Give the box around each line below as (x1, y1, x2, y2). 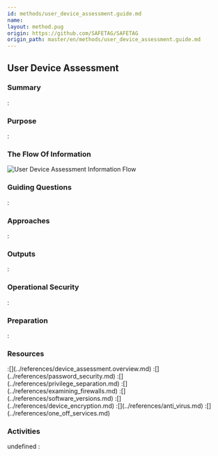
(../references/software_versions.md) (7, 395, 114, 403)
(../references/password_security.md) (7, 372, 116, 381)
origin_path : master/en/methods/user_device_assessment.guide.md (7, 36, 201, 43)
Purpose (7, 116, 37, 126)
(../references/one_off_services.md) (7, 409, 110, 418)
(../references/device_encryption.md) (7, 402, 115, 410)
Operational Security (7, 282, 79, 292)
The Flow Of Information (7, 149, 92, 159)
